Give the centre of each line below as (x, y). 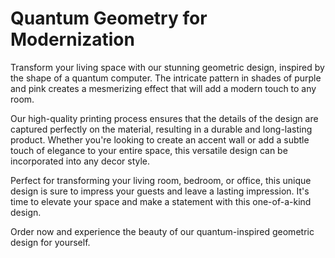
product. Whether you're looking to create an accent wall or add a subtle (160, 139)
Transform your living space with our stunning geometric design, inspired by (167, 67)
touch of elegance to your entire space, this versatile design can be (149, 150)
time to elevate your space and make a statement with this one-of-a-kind (161, 201)
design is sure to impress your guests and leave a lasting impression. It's (160, 191)
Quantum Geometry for (109, 18)
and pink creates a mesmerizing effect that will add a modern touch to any (163, 88)
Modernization (72, 39)
